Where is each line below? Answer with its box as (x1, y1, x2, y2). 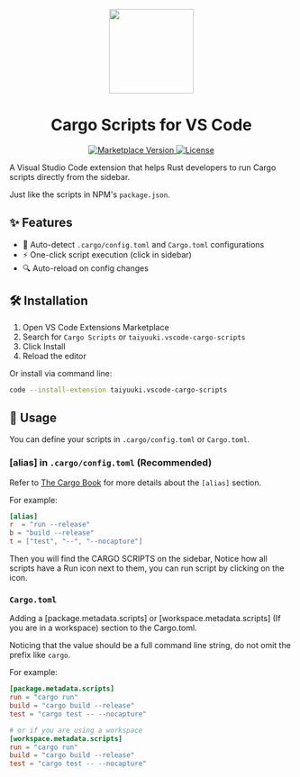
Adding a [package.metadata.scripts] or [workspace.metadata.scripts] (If (9, 613, 281, 624)
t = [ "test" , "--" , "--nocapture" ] (9, 537, 143, 547)
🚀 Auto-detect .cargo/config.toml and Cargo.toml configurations (22, 239, 265, 249)
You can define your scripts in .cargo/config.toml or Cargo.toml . (9, 434, 250, 445)
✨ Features (9, 215, 73, 230)
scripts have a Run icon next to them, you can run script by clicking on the (9, 563, 285, 574)
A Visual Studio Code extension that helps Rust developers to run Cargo (9, 162, 277, 173)
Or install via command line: (9, 367, 113, 378)
